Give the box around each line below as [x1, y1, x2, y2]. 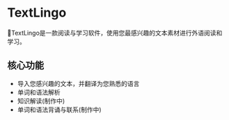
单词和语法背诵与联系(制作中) [17, 105, 102, 114]
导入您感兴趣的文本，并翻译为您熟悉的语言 [17, 79, 140, 87]
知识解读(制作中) [17, 96, 65, 105]
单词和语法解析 [17, 88, 61, 96]
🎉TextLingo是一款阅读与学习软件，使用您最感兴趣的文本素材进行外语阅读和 [7, 28, 223, 37]
